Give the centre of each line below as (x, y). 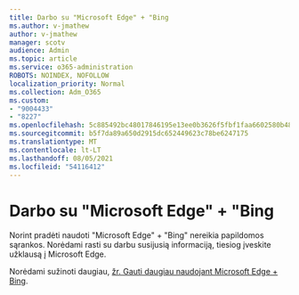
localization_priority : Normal (67, 84)
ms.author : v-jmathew (49, 26)
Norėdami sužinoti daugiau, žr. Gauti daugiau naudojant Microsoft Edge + (144, 272)
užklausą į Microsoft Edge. (58, 254)
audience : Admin (39, 51)
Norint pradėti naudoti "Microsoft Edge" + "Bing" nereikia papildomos (137, 235)
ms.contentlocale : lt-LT (55, 150)
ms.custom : (29, 100)
